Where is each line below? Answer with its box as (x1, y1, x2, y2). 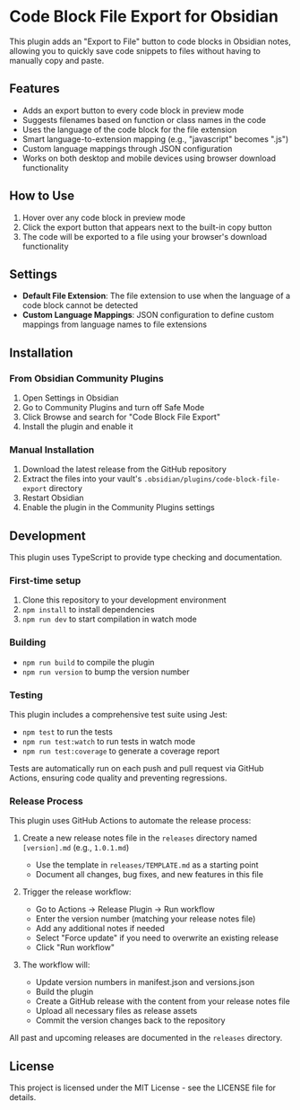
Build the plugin (35, 986, 94, 998)
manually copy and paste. (9, 55, 105, 66)
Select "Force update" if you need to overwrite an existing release (35, 932, 279, 944)
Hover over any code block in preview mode (21, 212, 186, 223)
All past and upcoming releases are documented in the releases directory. (9, 1033, 283, 1044)
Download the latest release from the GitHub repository (21, 464, 227, 475)
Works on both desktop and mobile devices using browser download (21, 153, 276, 163)
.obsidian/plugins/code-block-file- (143, 475, 280, 484)
